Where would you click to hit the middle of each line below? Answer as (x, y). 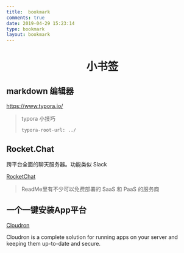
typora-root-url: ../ (48, 130)
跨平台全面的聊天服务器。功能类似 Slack (57, 164)
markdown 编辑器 (40, 91)
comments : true (26, 18)
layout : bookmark (28, 35)
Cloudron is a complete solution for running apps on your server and (92, 237)
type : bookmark (26, 29)
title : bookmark (28, 12)
